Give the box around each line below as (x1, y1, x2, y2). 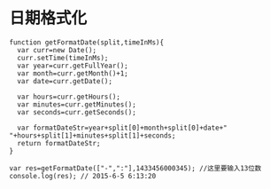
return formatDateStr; (17, 138, 101, 147)
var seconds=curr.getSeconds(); (17, 107, 137, 116)
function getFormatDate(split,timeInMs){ (9, 37, 165, 47)
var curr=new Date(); (17, 45, 97, 54)
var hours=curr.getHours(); (17, 92, 121, 101)
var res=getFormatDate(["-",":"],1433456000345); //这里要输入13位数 (9, 163, 262, 173)
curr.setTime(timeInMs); (17, 53, 109, 62)
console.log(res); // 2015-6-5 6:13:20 (9, 171, 157, 180)
